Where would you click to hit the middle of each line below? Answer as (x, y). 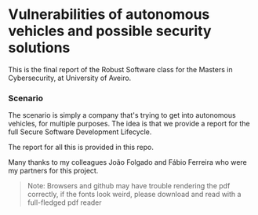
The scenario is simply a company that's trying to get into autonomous (122, 115)
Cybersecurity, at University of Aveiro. (70, 78)
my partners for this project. (53, 171)
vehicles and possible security (110, 31)
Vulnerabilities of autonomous (109, 15)
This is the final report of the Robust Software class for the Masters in (120, 69)
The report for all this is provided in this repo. (81, 148)
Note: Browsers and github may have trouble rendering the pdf (129, 186)
